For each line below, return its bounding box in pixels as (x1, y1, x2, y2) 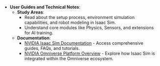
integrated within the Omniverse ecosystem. (24, 56, 114, 61)
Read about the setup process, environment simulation (24, 15, 135, 20)
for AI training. (24, 30, 53, 35)
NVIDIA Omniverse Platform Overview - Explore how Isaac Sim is (24, 50, 155, 56)
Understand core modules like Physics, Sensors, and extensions (24, 25, 154, 31)
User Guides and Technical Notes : (9, 4, 81, 10)
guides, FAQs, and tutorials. (24, 46, 80, 51)
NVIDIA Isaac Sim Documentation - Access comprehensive (24, 40, 143, 46)
